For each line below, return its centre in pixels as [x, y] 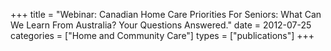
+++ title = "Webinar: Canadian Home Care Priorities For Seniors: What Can [166, 14]
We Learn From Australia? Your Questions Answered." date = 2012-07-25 [161, 25]
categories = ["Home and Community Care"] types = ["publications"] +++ [162, 35]
